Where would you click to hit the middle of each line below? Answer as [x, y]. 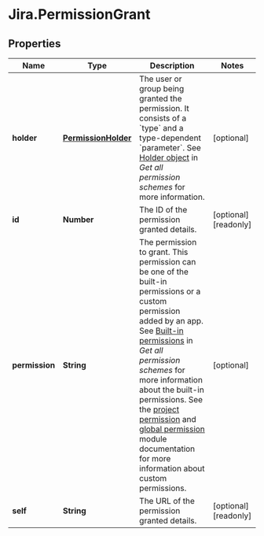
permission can [167, 262]
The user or [160, 79]
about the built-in [171, 390]
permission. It [164, 108]
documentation [167, 449]
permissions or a [170, 291]
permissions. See [170, 399]
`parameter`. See [170, 148]
